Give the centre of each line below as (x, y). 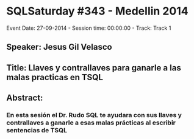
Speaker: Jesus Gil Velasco (59, 47)
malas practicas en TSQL (55, 77)
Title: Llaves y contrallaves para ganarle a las (94, 68)
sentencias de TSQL (37, 131)
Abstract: (25, 98)
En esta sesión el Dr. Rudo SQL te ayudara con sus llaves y (94, 115)
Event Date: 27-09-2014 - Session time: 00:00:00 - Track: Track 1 (89, 28)
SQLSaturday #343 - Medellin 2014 (97, 11)
